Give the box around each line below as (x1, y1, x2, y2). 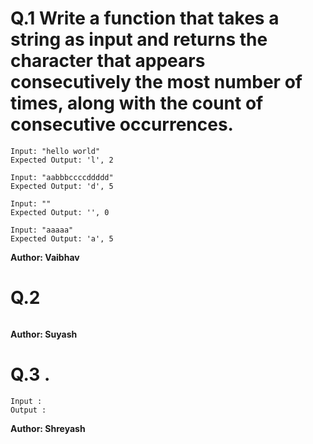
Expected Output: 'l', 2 (10, 155, 114, 165)
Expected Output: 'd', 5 (10, 181, 114, 191)
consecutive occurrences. (10, 113, 234, 136)
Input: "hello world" (10, 146, 101, 156)
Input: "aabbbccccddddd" (10, 172, 114, 182)
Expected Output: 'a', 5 (10, 233, 114, 244)
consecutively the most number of (10, 71, 303, 94)
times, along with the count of (10, 92, 264, 115)
